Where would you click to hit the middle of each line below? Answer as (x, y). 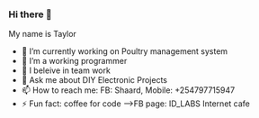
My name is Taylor (43, 34)
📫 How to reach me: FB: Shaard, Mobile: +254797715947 (128, 90)
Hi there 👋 (31, 14)
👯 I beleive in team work (66, 70)
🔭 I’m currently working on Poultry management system (125, 51)
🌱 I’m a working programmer (74, 61)
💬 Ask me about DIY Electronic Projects (94, 80)
